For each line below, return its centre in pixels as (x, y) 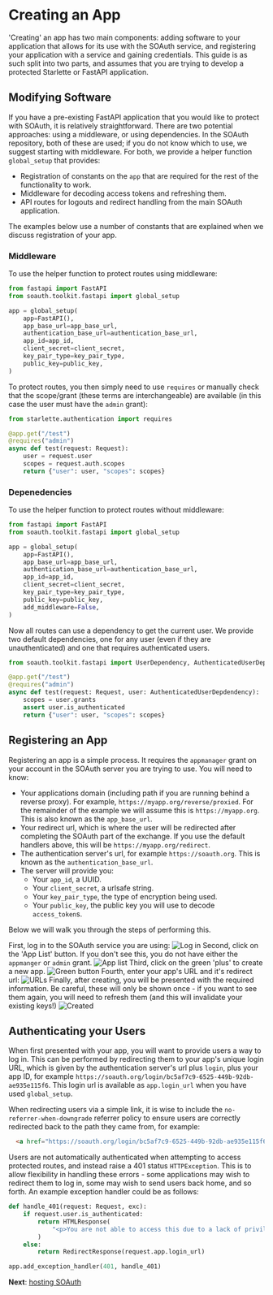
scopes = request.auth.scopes (74, 464)
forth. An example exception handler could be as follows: (104, 1192)
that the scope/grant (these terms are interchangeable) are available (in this (135, 395)
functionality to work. (56, 184)
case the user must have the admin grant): (78, 404)
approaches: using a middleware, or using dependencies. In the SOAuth (129, 134)
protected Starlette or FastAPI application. (78, 71)
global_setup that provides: (54, 160)
